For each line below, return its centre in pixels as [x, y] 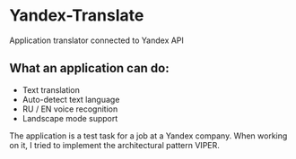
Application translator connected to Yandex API [96, 40]
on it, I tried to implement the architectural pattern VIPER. [114, 145]
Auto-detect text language [71, 99]
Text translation [51, 89]
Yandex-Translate [77, 16]
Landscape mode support [70, 118]
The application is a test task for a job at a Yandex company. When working [148, 136]
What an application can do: [89, 68]
